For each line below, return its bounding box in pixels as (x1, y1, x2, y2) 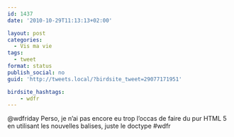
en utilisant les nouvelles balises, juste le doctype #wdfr (7, 121, 172, 131)
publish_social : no (7, 68, 65, 76)
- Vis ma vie (13, 43, 52, 50)
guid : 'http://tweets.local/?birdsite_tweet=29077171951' (7, 76, 182, 83)
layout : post (7, 30, 46, 37)
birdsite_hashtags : (7, 88, 65, 95)
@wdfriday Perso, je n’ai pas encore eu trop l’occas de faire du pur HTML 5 (7, 114, 227, 123)
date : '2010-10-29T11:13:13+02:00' (7, 17, 113, 24)
